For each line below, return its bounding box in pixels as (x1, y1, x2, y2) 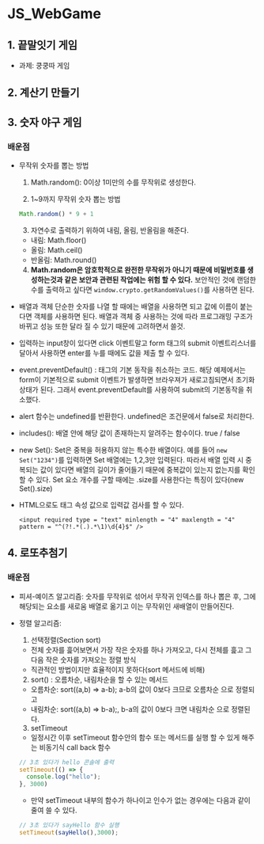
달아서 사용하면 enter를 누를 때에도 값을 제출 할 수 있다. (18, 348, 190, 357)
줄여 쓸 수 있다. (30, 805, 77, 815)
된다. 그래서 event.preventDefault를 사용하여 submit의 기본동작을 (40, 385, 244, 394)
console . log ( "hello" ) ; (26, 773, 101, 781)
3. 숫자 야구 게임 (7, 116, 82, 129)
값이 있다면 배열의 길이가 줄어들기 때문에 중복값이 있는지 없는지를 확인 (40, 465, 256, 474)
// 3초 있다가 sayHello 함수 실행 (18, 821, 119, 830)
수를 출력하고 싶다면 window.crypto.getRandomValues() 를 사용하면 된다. (30, 284, 255, 294)
